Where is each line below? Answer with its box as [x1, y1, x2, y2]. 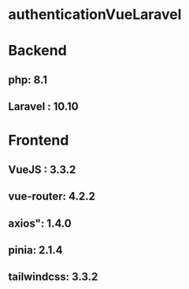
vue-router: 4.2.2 [8, 190, 96, 203]
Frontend [8, 132, 69, 149]
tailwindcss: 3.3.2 [8, 270, 98, 283]
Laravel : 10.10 [8, 100, 79, 114]
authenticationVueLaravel [8, 6, 182, 24]
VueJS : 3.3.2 [8, 163, 76, 176]
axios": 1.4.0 [8, 216, 72, 230]
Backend [8, 42, 67, 60]
